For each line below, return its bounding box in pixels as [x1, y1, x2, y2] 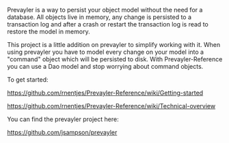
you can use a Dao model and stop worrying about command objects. [7, 63, 204, 70]
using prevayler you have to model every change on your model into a [7, 48, 204, 56]
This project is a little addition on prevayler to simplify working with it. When [7, 41, 221, 48]
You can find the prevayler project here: [7, 115, 119, 123]
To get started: [7, 76, 49, 84]
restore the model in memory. [7, 27, 90, 35]
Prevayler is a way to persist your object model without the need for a [7, 6, 203, 14]
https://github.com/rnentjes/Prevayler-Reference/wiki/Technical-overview [7, 102, 216, 110]
